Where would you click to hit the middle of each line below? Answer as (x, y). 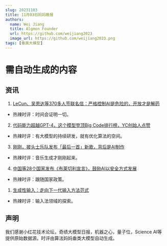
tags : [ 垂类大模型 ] (24, 43)
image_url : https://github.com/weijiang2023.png (63, 39)
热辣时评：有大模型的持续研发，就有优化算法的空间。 (69, 136)
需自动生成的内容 (41, 70)
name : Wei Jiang (27, 24)
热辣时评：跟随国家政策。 (40, 179)
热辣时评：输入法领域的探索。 (44, 201)
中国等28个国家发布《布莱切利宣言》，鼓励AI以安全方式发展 (75, 168)
